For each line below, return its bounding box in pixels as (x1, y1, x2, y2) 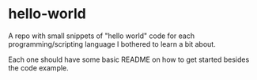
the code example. (8, 63, 69, 72)
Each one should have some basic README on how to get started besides (8, 55, 250, 64)
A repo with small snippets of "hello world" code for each (8, 31, 195, 40)
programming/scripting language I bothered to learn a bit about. (8, 39, 216, 48)
